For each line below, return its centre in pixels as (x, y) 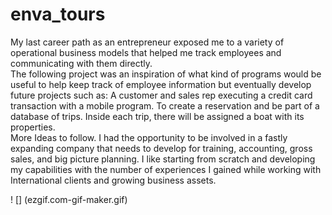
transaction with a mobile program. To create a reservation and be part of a (165, 105)
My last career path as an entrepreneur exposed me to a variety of (147, 42)
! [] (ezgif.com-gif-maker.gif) (69, 199)
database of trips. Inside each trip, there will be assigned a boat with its (157, 116)
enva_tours (58, 14)
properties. (33, 127)
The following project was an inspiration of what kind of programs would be (166, 74)
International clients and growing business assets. (113, 180)
